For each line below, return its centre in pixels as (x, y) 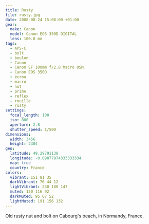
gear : (11, 24)
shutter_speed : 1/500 (33, 129)
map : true (20, 163)
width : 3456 (23, 139)
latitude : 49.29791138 (34, 154)
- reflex (19, 96)
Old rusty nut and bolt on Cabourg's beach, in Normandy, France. (74, 216)
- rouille (20, 101)
